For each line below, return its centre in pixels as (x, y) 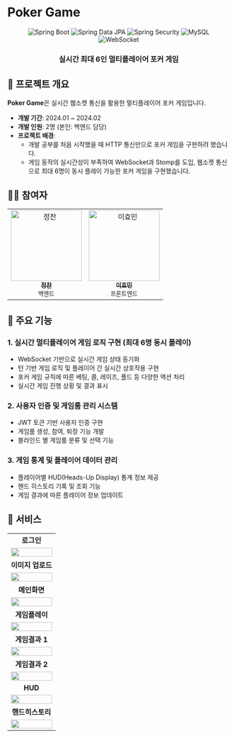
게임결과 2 (31, 664)
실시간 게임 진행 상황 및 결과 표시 (63, 386)
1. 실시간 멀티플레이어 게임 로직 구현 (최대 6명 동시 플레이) (100, 342)
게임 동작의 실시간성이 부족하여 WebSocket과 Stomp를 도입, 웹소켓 (121, 162)
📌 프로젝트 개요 (38, 85)
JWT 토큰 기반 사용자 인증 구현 (60, 423)
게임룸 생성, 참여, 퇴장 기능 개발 (61, 431)
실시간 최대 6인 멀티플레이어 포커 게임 (119, 59)
